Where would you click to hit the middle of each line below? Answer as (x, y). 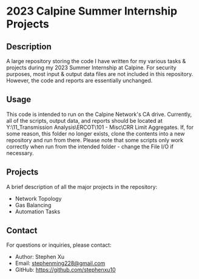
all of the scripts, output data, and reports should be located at (84, 120)
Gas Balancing (33, 205)
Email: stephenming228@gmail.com (60, 263)
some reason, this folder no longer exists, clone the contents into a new (96, 133)
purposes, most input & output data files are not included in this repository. (100, 74)
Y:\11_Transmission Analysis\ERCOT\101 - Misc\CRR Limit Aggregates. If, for (100, 127)
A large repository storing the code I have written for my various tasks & (96, 61)
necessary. (20, 153)
